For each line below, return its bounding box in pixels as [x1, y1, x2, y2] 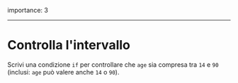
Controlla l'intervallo [7, 37, 131, 53]
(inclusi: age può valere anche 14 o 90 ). [7, 68, 120, 76]
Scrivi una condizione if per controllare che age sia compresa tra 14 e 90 [7, 60, 219, 69]
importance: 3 [7, 6, 48, 14]
